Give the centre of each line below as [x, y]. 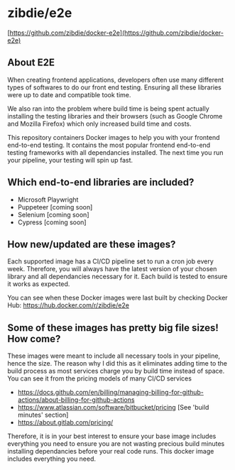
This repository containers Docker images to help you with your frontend [114, 137]
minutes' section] [43, 415]
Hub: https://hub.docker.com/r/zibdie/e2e [69, 305]
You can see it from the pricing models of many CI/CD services [99, 378]
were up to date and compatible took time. [69, 94]
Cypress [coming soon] [52, 222]
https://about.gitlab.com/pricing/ [65, 422]
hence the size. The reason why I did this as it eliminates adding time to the [117, 364]
